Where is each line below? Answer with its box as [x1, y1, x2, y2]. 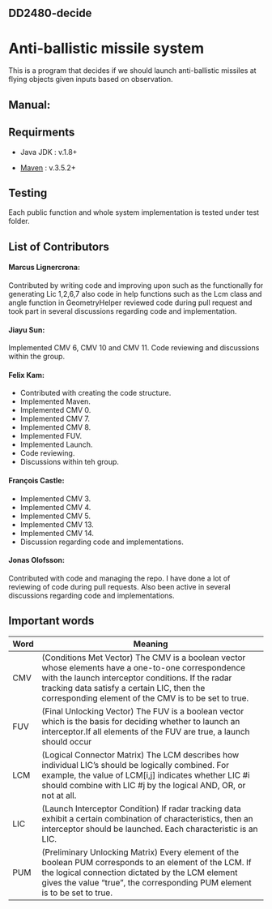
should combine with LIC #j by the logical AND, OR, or [41, 779, 246, 791]
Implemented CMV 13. [19, 519, 95, 530]
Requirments [8, 126, 75, 139]
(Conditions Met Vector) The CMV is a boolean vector [41, 652, 246, 663]
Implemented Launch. [19, 439, 93, 449]
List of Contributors [8, 239, 109, 254]
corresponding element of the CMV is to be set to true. [41, 692, 249, 704]
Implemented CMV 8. [19, 422, 91, 432]
